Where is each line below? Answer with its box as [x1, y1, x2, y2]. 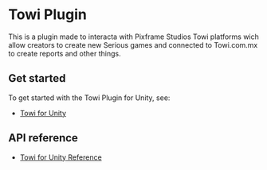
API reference [8, 131, 78, 145]
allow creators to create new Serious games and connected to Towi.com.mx [8, 40, 258, 49]
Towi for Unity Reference [19, 153, 102, 162]
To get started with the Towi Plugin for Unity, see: [8, 93, 171, 102]
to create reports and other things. [8, 48, 121, 58]
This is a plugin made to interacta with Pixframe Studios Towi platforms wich [8, 32, 259, 41]
